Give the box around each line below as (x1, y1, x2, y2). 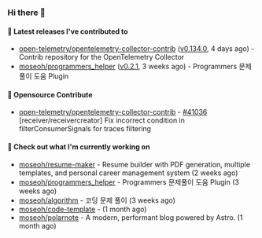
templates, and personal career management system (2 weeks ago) (18, 168, 238, 178)
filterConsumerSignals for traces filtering (18, 124, 151, 134)
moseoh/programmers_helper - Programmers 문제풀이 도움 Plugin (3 (18, 177, 239, 187)
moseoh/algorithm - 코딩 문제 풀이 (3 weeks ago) (18, 196, 176, 205)
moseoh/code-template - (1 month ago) (18, 204, 147, 214)
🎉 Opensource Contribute (7, 90, 93, 99)
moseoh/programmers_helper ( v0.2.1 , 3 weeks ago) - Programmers (18, 62, 238, 71)
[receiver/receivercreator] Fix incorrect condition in (18, 115, 186, 125)
